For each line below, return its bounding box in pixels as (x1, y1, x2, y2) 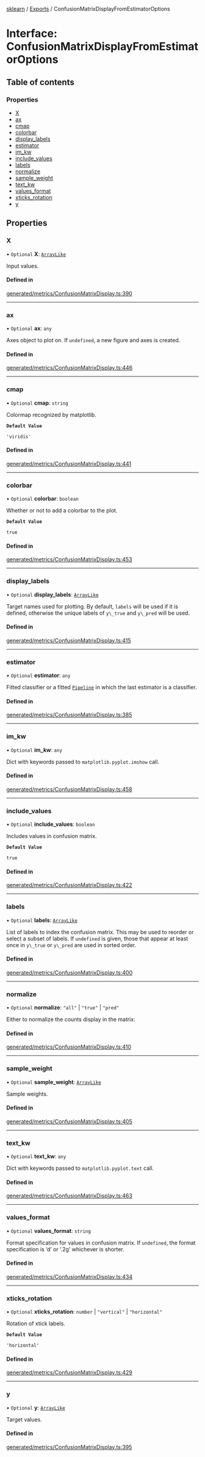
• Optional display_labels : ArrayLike (6, 591, 99, 598)
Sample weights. (6, 1090, 48, 1098)
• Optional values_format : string (6, 1227, 92, 1234)
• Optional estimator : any (6, 672, 71, 679)
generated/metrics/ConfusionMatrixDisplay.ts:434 (6, 1273, 133, 1280)
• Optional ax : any (6, 324, 52, 332)
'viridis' (6, 433, 32, 440)
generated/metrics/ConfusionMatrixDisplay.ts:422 (6, 882, 132, 889)
